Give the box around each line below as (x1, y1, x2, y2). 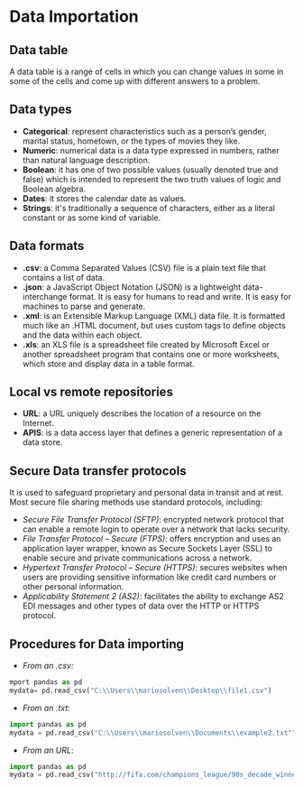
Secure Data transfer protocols (9, 463, 187, 478)
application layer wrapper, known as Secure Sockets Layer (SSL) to (22, 543, 273, 554)
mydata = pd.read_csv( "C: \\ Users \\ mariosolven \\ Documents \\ (9, 728, 241, 737)
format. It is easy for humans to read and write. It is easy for (69, 291, 291, 301)
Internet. (22, 418, 54, 429)
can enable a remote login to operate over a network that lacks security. (22, 524, 290, 534)
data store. (22, 437, 63, 448)
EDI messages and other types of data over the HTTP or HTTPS (22, 600, 260, 611)
